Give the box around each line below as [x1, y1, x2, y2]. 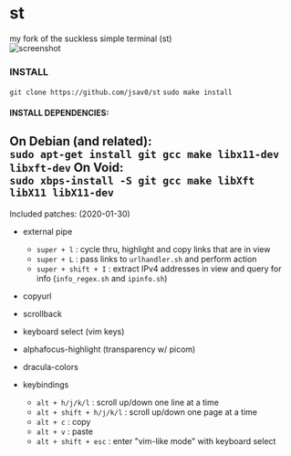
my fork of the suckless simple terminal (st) [9, 33, 172, 44]
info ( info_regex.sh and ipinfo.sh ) [36, 272, 168, 283]
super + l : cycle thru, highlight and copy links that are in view [36, 243, 271, 254]
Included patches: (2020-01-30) [9, 208, 130, 219]
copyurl [22, 291, 52, 302]
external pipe [22, 226, 73, 237]
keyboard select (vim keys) [22, 325, 125, 336]
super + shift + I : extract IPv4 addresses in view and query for [36, 263, 282, 274]
